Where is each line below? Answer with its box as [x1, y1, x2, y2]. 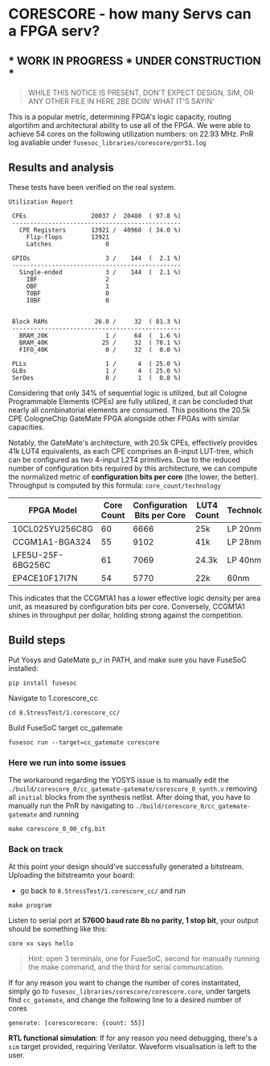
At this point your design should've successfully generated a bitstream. [8, 862, 244, 871]
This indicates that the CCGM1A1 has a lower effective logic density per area [8, 593, 261, 603]
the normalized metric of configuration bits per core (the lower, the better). [8, 471, 259, 481]
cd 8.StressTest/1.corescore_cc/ [8, 709, 121, 717]
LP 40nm [227, 554, 262, 566]
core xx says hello [8, 940, 74, 948]
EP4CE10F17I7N [12, 572, 78, 583]
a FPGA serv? [8, 22, 100, 40]
